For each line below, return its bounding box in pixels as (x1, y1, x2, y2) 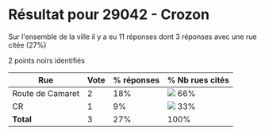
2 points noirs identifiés (8, 56, 86, 65)
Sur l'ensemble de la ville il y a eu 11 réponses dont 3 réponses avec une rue (8, 32, 257, 41)
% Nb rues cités (167, 74, 230, 85)
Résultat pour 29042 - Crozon (8, 6, 210, 24)
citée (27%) (8, 40, 47, 49)
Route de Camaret (12, 87, 80, 98)
